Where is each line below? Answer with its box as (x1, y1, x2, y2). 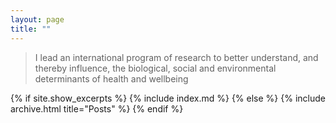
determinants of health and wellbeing (34, 72, 189, 85)
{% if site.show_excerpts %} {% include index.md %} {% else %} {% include (10, 92, 326, 104)
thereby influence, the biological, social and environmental (34, 62, 277, 74)
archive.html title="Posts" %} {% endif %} (10, 102, 184, 115)
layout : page (10, 14, 65, 25)
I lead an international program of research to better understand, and (34, 51, 319, 63)
